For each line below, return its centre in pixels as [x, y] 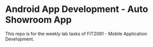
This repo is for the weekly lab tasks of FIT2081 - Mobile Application [76, 33]
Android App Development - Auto [77, 9]
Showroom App [38, 20]
